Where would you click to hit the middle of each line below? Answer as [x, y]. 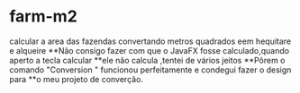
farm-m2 [44, 17]
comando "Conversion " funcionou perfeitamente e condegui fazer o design [150, 70]
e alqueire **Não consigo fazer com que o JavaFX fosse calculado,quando [150, 50]
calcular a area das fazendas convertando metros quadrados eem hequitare [150, 41]
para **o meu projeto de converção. [77, 79]
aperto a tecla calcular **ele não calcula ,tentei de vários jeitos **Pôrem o [147, 60]
